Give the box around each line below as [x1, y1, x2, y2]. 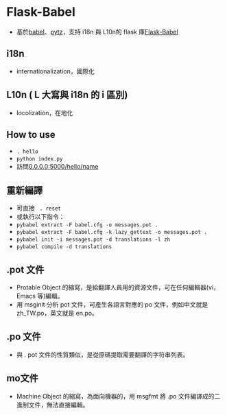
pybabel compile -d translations [16, 244, 112, 250]
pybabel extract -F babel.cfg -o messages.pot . [16, 222, 158, 228]
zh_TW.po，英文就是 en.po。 [16, 309, 99, 317]
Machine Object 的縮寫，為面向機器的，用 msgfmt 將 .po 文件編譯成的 [16, 392, 215, 400]
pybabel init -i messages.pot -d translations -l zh [16, 236, 171, 244]
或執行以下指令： [16, 213, 65, 221]
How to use [6, 128, 56, 141]
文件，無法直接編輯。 [28, 401, 89, 409]
